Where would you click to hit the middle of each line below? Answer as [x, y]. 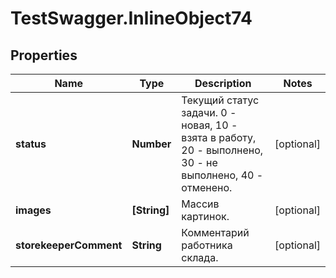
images [33, 210]
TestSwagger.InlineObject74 [131, 18]
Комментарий [215, 232]
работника [207, 245]
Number [151, 144]
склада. [200, 257]
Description [223, 83]
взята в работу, [219, 137]
